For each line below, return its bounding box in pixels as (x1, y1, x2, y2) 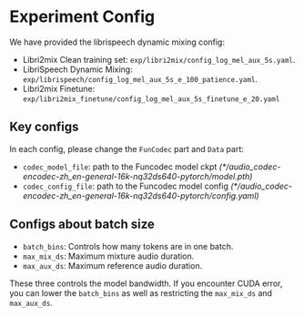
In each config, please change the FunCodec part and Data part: (9, 143, 244, 154)
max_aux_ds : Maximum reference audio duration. (22, 260, 203, 271)
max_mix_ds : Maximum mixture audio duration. (22, 251, 195, 261)
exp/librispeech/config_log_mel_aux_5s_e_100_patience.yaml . (22, 73, 258, 84)
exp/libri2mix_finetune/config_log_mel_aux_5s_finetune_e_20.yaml (22, 94, 280, 104)
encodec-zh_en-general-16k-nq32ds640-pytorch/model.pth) (22, 170, 253, 181)
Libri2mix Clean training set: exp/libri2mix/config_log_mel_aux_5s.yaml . (22, 54, 296, 65)
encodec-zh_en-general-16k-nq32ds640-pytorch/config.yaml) (22, 189, 259, 201)
